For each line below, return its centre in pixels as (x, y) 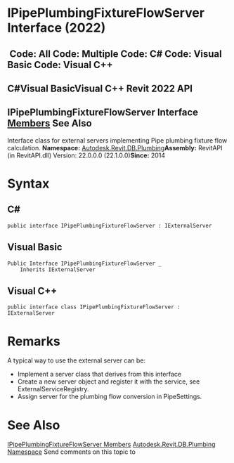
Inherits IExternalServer (58, 269)
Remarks (34, 341)
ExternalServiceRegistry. (53, 389)
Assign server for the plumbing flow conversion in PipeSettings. (110, 397)
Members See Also (50, 123)
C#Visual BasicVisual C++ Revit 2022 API (100, 88)
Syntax (28, 183)
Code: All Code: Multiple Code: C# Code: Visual (116, 54)
